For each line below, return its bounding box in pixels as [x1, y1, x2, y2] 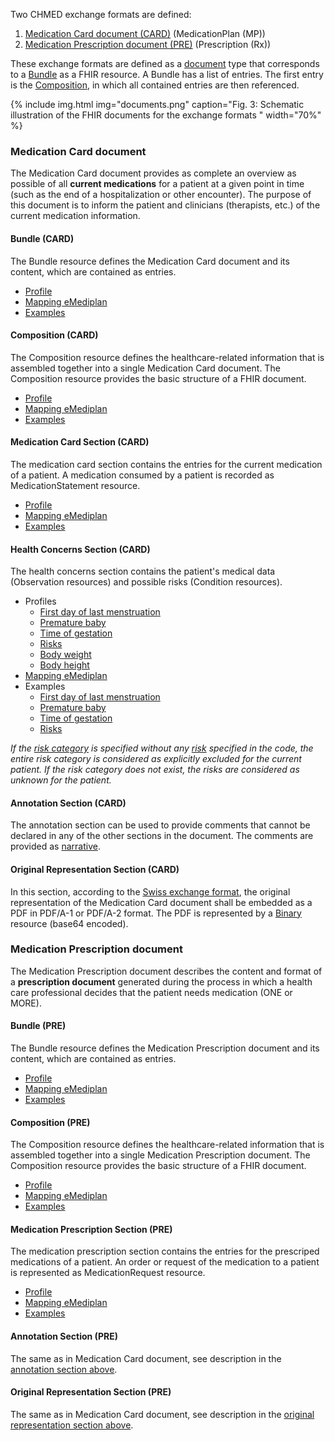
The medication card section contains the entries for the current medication [10, 458, 323, 470]
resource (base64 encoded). [10, 917, 129, 929]
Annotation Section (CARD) [10, 797, 127, 809]
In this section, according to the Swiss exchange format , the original [10, 885, 291, 898]
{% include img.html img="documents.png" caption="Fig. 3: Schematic [10, 99, 305, 110]
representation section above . [10, 1419, 134, 1431]
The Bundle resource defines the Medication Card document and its [10, 255, 290, 267]
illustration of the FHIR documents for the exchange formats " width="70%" [10, 109, 322, 121]
